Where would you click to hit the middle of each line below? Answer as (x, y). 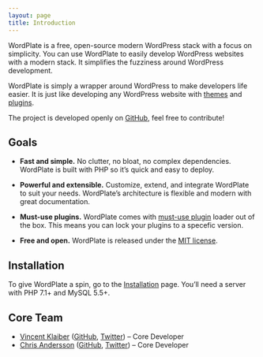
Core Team (36, 317)
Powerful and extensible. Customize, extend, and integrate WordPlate (134, 185)
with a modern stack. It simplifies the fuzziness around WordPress (116, 62)
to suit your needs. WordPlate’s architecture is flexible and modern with (135, 193)
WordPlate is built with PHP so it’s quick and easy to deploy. (117, 169)
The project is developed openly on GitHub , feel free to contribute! (116, 117)
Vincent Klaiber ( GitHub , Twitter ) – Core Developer (101, 337)
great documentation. (55, 202)
